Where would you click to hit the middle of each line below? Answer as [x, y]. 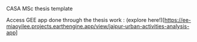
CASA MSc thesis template [40, 9]
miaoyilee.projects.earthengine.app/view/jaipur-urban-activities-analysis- [98, 26]
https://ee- [178, 20]
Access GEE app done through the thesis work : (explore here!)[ [85, 20]
